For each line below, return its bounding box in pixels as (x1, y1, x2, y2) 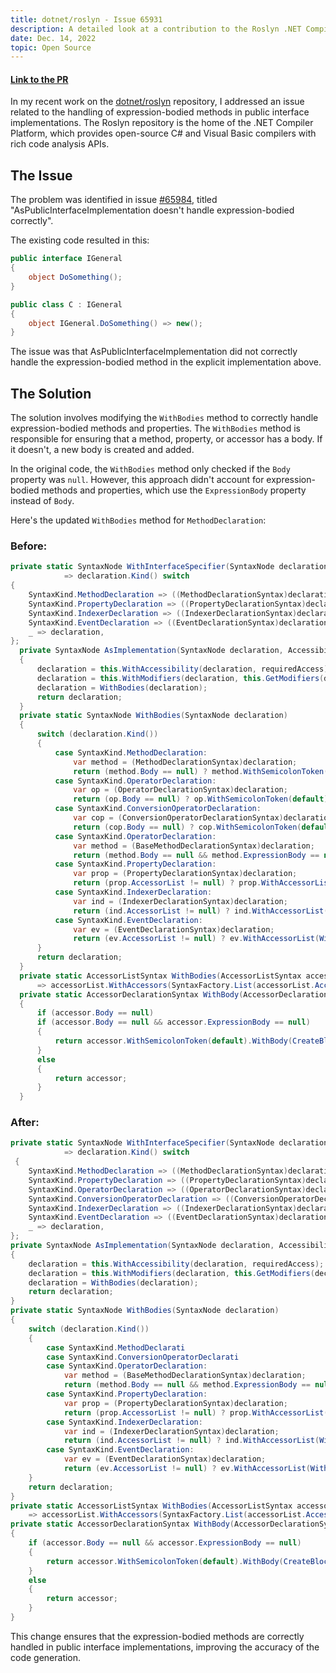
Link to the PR (10, 73, 69, 85)
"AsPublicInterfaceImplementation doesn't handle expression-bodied (10, 204, 295, 216)
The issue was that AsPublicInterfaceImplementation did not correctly (10, 346, 298, 358)
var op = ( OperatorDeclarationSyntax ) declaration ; (73, 785, 288, 795)
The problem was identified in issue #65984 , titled (10, 194, 218, 206)
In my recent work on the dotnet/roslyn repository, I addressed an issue (10, 96, 305, 108)
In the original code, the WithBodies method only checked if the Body (10, 463, 291, 475)
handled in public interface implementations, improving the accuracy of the (10, 1641, 320, 1653)
